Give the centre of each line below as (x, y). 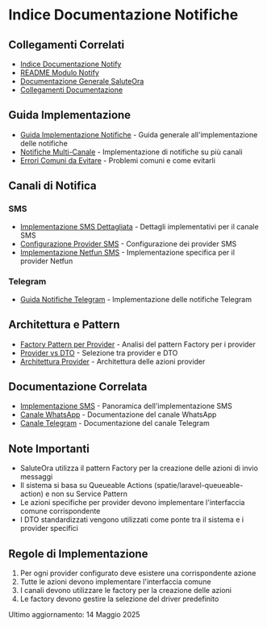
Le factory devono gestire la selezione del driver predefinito (119, 599)
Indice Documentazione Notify (71, 64)
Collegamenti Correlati (67, 45)
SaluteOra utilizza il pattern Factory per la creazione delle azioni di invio (139, 468)
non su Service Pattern (89, 494)
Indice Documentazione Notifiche (123, 15)
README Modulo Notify (59, 73)
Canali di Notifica (52, 186)
